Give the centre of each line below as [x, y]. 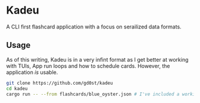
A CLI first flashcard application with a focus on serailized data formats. [94, 27]
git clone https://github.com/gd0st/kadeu [60, 83]
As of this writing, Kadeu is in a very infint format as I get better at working [97, 59]
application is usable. [32, 72]
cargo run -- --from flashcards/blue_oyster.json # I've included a [93, 94]
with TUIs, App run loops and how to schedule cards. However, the [88, 66]
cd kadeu [17, 88]
